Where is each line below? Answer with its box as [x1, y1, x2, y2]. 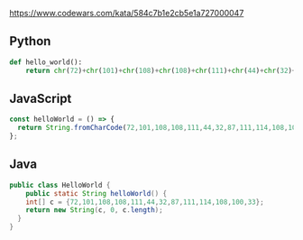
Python [9, 33, 51, 49]
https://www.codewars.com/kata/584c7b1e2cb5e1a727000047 [9, 8, 244, 18]
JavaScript [9, 90, 72, 106]
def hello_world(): [9, 58, 83, 67]
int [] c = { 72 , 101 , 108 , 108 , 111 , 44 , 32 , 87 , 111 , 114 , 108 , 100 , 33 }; [25, 198, 264, 207]
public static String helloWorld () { [25, 189, 168, 198]
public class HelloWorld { [9, 180, 111, 189]
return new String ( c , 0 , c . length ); [25, 206, 164, 215]
